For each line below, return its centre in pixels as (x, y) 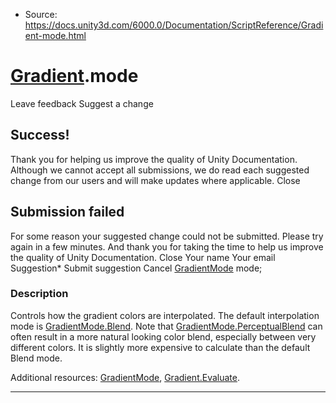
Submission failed (67, 212)
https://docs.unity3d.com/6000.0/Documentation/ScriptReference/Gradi (174, 25)
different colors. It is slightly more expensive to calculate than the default (160, 347)
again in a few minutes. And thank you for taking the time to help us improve (167, 246)
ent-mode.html (55, 35)
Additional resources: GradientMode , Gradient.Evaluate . (125, 377)
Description (39, 294)
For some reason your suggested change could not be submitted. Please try (167, 236)
